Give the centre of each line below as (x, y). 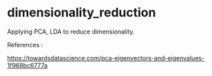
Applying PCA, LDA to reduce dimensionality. (71, 31)
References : (25, 45)
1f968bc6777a (28, 65)
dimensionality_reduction (82, 13)
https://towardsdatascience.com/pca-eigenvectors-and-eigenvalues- (106, 58)
